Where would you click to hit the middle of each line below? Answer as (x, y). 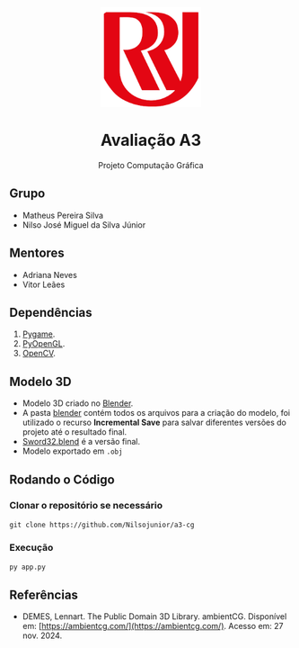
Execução (31, 547)
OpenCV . (39, 354)
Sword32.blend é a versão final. (81, 442)
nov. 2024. (42, 635)
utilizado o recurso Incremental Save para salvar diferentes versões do (154, 423)
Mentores (37, 253)
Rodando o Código (62, 479)
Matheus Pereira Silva (63, 215)
